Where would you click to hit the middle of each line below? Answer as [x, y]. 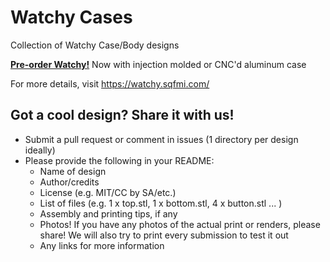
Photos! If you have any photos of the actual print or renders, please [180, 224]
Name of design [73, 171]
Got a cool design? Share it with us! [122, 115]
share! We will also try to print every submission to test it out [164, 235]
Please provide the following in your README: [119, 160]
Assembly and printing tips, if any [108, 213]
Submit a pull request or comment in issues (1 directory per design [161, 139]
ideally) [40, 150]
